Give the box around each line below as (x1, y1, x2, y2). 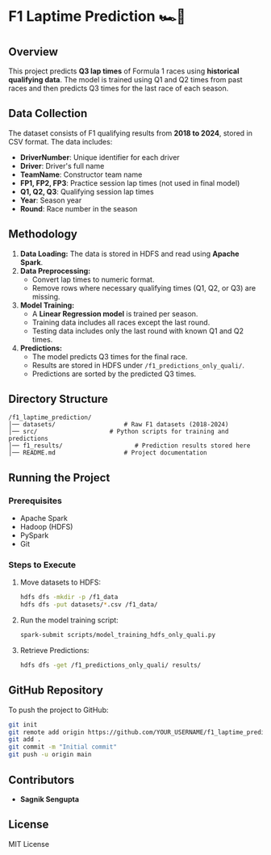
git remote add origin (8, 728, 85, 736)
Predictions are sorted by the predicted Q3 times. (31, 369, 197, 379)
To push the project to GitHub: (8, 705, 109, 715)
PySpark (19, 530, 49, 540)
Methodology (8, 228, 78, 241)
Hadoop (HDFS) (19, 522, 73, 532)
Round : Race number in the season (19, 203, 138, 213)
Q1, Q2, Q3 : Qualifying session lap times (19, 187, 155, 196)
